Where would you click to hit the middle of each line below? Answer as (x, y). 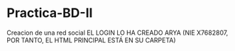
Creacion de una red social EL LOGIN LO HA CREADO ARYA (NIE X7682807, (117, 33)
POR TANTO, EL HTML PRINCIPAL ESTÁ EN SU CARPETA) (91, 40)
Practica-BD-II (50, 13)
